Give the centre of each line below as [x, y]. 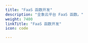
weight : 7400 [19, 19]
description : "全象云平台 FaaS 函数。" [45, 14]
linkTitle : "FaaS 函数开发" [34, 24]
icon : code [17, 28]
